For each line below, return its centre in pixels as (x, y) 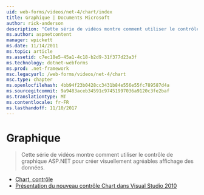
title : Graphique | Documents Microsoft (58, 18)
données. (33, 168)
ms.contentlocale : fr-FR (38, 102)
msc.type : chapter (29, 80)
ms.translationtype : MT (36, 97)
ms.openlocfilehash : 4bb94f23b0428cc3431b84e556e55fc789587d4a (88, 86)
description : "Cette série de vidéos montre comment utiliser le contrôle (103, 29)
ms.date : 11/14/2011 (32, 46)
